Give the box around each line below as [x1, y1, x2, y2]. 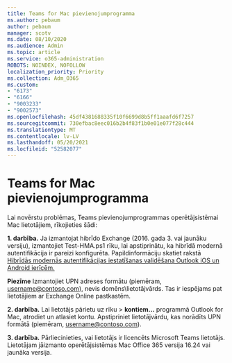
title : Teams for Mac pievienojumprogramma [7, 10, 135, 17]
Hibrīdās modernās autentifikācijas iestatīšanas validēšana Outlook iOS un [7, 256, 220, 264]
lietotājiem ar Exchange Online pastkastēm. [7, 292, 131, 300]
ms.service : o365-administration [7, 56, 104, 62]
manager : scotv [7, 29, 51, 37]
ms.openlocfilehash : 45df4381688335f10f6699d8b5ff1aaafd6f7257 [7, 113, 194, 120]
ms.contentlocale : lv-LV [7, 133, 79, 140]
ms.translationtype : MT [7, 126, 76, 133]
